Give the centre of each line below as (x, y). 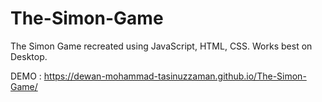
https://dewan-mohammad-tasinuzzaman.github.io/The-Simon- (175, 76)
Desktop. (29, 56)
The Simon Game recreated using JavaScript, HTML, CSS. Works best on (161, 46)
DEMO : (26, 76)
